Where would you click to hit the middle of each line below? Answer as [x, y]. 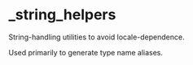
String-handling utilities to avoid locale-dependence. [96, 37]
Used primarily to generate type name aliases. [86, 52]
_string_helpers [62, 15]
